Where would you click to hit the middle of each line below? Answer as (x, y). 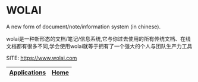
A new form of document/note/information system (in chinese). (84, 27)
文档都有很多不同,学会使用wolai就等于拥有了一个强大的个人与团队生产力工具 (99, 46)
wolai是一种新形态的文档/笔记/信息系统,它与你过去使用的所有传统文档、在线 (99, 38)
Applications (28, 73)
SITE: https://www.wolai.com (42, 58)
